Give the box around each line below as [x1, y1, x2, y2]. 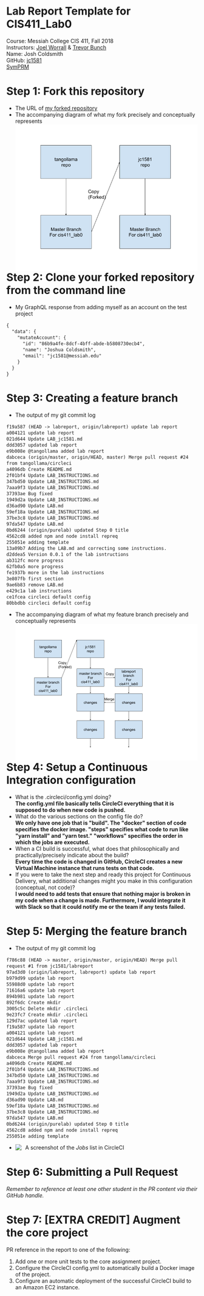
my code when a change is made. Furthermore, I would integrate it [15, 897, 186, 903]
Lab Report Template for [6, 4, 131, 18]
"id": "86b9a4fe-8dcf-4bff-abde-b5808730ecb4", [22, 341, 146, 347]
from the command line [6, 284, 126, 297]
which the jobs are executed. [15, 838, 90, 846]
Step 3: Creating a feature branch [6, 391, 178, 405]
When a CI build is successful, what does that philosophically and [15, 845, 180, 852]
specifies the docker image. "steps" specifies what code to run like [15, 826, 189, 833]
